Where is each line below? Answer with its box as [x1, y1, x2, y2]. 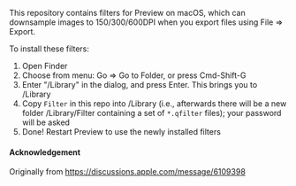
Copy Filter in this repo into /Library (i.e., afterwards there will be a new [21, 98, 287, 109]
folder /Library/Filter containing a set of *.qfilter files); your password [21, 108, 282, 118]
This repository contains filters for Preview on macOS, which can [9, 8, 246, 18]
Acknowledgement [9, 146, 81, 158]
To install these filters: [9, 43, 90, 54]
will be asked [21, 117, 71, 128]
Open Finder [21, 61, 68, 71]
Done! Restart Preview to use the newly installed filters [21, 127, 221, 136]
